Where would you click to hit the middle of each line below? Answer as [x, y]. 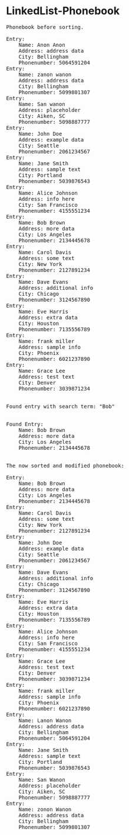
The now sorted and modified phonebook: [65, 466]
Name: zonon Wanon [45, 809]
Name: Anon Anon [42, 45]
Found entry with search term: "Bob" [61, 406]
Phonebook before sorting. [45, 27]
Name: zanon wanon [45, 74]
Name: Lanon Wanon [45, 720]
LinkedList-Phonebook [63, 11]
